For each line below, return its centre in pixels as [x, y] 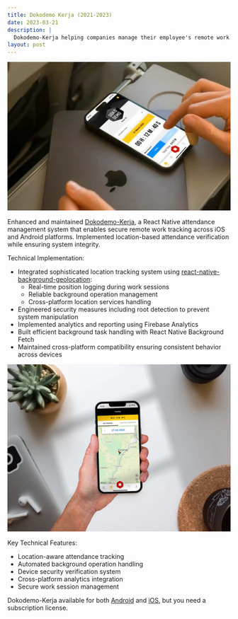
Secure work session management [68, 586]
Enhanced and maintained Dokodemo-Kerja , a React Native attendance [111, 221]
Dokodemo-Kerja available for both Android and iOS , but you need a [107, 600]
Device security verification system [69, 571]
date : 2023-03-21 [33, 22]
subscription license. [38, 608]
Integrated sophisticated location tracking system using [99, 272]
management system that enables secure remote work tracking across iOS [116, 229]
